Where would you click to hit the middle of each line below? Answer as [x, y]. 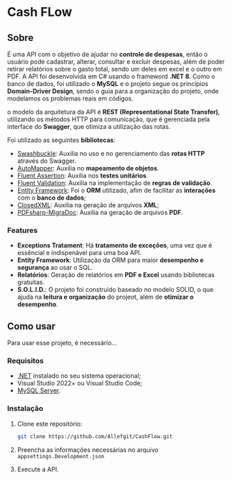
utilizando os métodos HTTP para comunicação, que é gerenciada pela [108, 119]
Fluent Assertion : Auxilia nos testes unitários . [83, 175]
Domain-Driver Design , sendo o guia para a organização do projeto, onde [113, 91]
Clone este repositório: [50, 424]
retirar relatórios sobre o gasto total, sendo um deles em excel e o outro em [115, 69]
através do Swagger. [47, 161]
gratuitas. [31, 282]
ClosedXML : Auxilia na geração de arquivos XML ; [88, 205]
